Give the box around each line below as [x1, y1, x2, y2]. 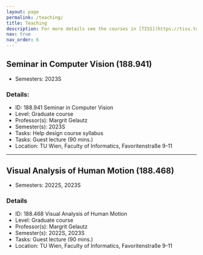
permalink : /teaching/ [6, 14, 63, 20]
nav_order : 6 [6, 37, 39, 43]
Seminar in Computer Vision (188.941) [6, 59, 152, 69]
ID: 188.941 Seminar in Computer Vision [14, 104, 114, 112]
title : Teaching [6, 20, 47, 26]
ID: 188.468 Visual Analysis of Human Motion [14, 210, 128, 218]
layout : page [6, 8, 39, 15]
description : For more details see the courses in [6, 25, 137, 32]
